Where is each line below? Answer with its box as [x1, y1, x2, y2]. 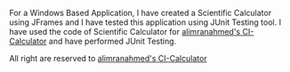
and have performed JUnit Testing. [48, 36, 177, 46]
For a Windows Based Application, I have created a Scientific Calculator [9, 8, 272, 18]
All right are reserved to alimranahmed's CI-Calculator [9, 53, 207, 63]
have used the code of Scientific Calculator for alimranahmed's [9, 27, 241, 36]
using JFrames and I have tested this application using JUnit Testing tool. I [9, 17, 282, 28]
